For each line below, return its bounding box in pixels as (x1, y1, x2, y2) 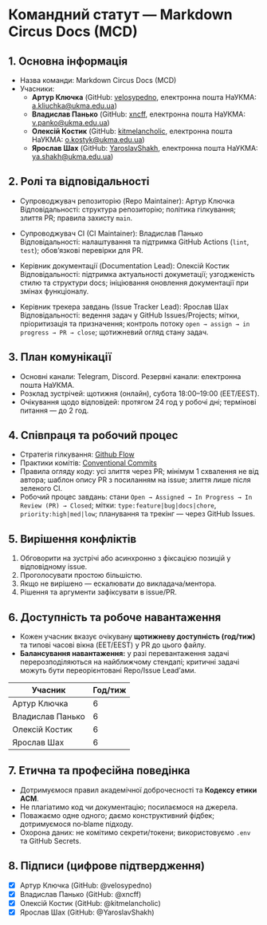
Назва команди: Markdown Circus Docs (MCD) (19, 76, 177, 85)
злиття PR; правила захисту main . (19, 213, 133, 223)
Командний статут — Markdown (8, 6, 233, 24)
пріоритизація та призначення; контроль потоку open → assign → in (19, 318, 250, 328)
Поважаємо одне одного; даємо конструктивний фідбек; (19, 810, 215, 820)
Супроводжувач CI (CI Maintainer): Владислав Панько (19, 228, 203, 238)
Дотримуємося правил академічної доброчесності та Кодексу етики (19, 785, 257, 795)
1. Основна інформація (8, 54, 128, 68)
